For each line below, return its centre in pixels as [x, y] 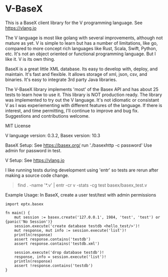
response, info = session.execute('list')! [60, 257]
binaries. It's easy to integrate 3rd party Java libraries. [61, 79]
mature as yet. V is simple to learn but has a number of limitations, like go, [81, 43]
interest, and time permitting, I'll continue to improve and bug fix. [72, 111]
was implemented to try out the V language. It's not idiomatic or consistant [82, 100]
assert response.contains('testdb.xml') [57, 244]
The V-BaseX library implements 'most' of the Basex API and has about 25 [82, 89]
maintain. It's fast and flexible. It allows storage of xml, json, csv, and [76, 74]
